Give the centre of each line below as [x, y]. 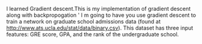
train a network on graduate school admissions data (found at [84, 21]
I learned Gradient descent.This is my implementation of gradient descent [99, 9]
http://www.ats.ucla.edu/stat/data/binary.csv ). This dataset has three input [100, 28]
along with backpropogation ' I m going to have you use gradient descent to [101, 15]
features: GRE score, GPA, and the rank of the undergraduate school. [93, 34]
